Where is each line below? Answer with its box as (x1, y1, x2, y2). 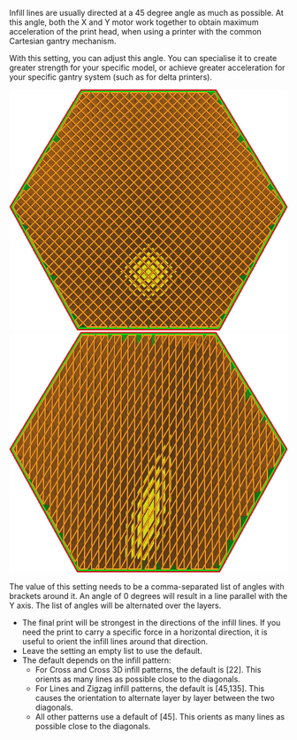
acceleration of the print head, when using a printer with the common (9, 27, 263, 36)
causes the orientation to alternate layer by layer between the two (34, 693, 276, 704)
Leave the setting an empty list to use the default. (21, 646, 203, 657)
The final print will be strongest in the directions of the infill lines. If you (21, 618, 281, 628)
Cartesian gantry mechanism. (9, 35, 117, 46)
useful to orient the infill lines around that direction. (21, 636, 209, 647)
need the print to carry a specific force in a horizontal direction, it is (21, 627, 268, 637)
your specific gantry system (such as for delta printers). (9, 72, 212, 82)
